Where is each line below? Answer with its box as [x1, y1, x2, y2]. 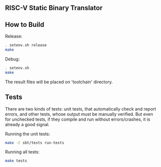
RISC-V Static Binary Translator [5, 4, 103, 12]
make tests [5, 158, 27, 164]
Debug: [5, 56, 20, 62]
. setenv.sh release [5, 43, 47, 48]
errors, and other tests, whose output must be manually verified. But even [5, 111, 154, 117]
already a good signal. [5, 121, 50, 127]
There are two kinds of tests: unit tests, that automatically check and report [5, 106, 156, 111]
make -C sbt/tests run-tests [5, 140, 64, 145]
